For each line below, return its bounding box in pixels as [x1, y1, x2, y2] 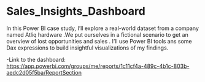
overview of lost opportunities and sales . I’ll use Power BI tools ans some [6, 37, 192, 45]
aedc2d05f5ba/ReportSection [6, 69, 82, 76]
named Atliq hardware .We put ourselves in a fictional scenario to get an [6, 31, 188, 38]
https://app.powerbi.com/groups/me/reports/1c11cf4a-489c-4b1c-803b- [6, 62, 190, 70]
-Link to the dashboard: [6, 56, 66, 63]
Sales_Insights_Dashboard [6, 4, 145, 18]
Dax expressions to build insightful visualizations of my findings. [6, 44, 169, 51]
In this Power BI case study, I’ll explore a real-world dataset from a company [6, 24, 199, 32]
